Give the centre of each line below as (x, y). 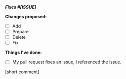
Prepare (20, 32)
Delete (19, 37)
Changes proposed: (26, 16)
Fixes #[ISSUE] (21, 7)
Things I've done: (23, 53)
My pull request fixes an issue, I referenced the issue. (67, 62)
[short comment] (22, 72)
